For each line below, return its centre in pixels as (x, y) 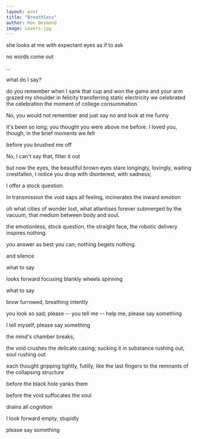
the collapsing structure (35, 372)
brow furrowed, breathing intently (47, 302)
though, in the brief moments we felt (51, 133)
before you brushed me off (39, 145)
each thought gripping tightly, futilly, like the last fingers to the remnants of (97, 366)
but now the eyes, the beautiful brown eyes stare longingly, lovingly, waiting (99, 168)
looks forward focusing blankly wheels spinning (64, 279)
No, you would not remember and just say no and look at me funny (88, 115)
